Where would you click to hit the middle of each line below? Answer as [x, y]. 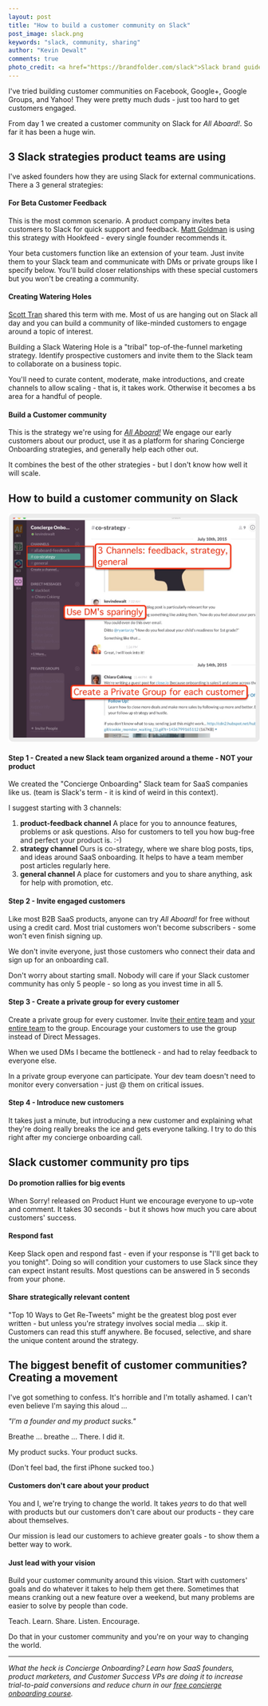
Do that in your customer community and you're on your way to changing [128, 1637]
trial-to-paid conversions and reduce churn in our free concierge [115, 1685]
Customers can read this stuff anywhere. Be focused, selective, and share [130, 1332]
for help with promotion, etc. [67, 883]
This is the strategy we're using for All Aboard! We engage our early [120, 432]
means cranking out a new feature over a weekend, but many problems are [132, 1597]
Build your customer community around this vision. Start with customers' [128, 1581]
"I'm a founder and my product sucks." [72, 1421]
